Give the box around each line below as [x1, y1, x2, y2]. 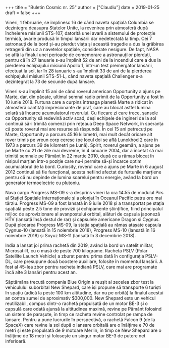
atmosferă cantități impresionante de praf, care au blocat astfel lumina [5, 105, 151, 110]
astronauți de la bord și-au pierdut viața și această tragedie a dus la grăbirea [5, 41, 164, 47]
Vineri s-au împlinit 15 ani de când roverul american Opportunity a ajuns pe [5, 89, 160, 94]
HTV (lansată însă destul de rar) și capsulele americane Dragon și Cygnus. [5, 216, 160, 222]
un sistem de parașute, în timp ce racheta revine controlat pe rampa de [5, 311, 153, 317]
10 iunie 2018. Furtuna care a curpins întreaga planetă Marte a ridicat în [5, 99, 153, 105]
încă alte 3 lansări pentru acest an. [5, 269, 77, 275]
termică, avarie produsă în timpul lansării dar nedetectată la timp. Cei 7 [5, 35, 152, 41]
